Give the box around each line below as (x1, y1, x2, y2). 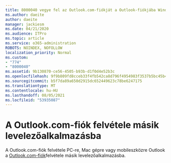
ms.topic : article (5, 36, 44, 41)
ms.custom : (5, 55, 28, 60)
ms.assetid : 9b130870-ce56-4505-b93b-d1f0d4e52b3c (5, 69, 115, 74)
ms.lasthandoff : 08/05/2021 (5, 93, 65, 98)
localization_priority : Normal (5, 50, 72, 55)
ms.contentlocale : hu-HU (5, 88, 58, 93)
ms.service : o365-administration (5, 41, 76, 46)
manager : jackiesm (5, 21, 44, 27)
